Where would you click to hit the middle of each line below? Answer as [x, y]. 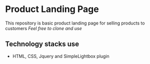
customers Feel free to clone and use [43, 28]
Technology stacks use [42, 44]
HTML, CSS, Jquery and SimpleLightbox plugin [61, 56]
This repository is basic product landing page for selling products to [75, 23]
